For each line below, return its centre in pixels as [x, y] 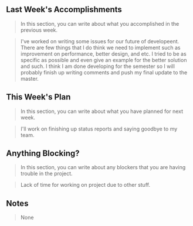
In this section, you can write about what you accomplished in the [100, 23]
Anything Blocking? [43, 154]
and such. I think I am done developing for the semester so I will [97, 66]
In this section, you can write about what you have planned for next [102, 111]
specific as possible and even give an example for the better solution [104, 60]
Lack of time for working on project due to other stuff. [85, 185]
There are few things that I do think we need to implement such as [100, 47]
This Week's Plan [38, 97]
